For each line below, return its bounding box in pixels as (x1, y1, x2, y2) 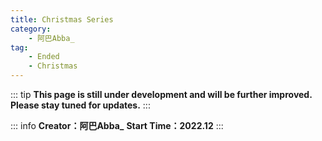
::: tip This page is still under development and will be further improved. (10, 89, 313, 100)
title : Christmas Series (10, 14, 114, 25)
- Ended (28, 52, 60, 62)
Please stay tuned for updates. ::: (10, 99, 151, 111)
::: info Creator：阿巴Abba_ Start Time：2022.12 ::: (10, 120, 224, 131)
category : (10, 24, 52, 34)
